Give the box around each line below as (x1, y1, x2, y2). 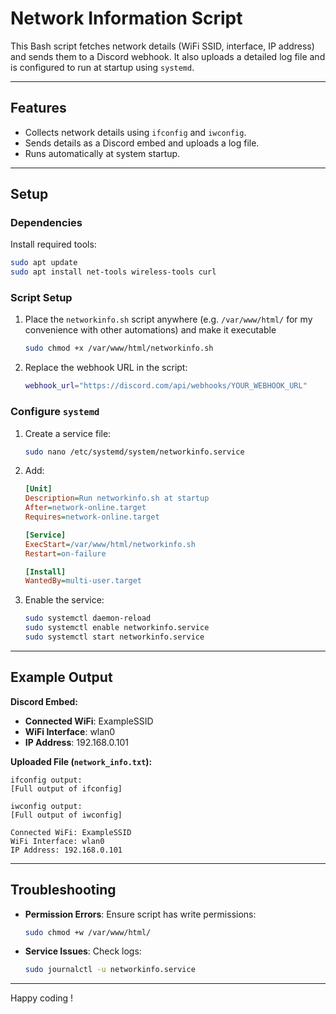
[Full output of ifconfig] (10, 783, 123, 794)
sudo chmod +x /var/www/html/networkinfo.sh (24, 343, 214, 354)
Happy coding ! (10, 992, 74, 1004)
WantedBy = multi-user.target (24, 576, 142, 586)
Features (10, 100, 67, 117)
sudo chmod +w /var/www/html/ (24, 927, 152, 937)
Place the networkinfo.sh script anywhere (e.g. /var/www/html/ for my (24, 313, 313, 326)
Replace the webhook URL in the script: (24, 362, 188, 374)
